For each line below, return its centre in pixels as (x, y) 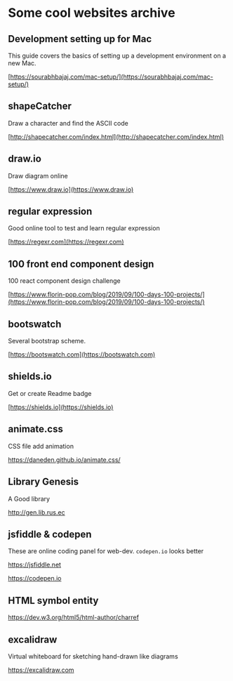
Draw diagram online (38, 176)
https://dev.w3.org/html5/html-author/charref (74, 617)
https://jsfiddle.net (35, 565)
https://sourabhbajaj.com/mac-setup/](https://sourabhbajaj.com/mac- (112, 77)
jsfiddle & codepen (50, 534)
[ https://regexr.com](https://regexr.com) (66, 242)
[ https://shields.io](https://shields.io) (61, 407)
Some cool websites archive (92, 13)
